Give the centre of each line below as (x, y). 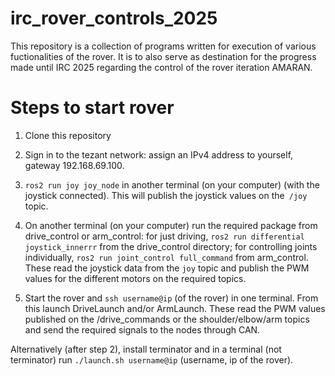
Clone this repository (68, 135)
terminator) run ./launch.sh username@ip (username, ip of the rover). (152, 359)
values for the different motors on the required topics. (135, 278)
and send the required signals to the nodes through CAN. (142, 329)
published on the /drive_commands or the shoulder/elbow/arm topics (167, 319)
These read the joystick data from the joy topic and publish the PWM (167, 268)
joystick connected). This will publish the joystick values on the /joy (166, 195)
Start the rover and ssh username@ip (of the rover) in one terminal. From (171, 298)
